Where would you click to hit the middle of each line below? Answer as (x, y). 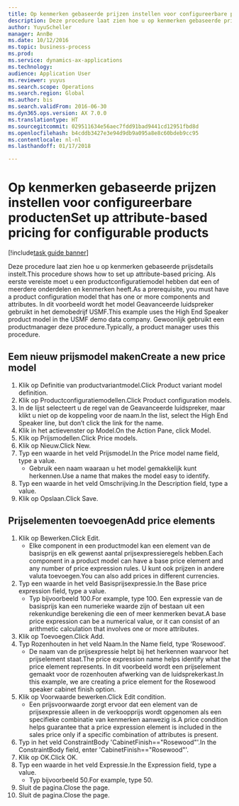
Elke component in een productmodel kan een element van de (119, 546)
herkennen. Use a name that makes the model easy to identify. (119, 476)
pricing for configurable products (109, 233)
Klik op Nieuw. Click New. (55, 445)
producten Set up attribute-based (108, 218)
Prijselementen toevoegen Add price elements (112, 521)
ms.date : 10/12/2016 (39, 41)
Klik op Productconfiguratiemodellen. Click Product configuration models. (125, 400)
